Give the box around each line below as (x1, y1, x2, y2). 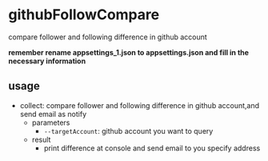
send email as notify (19, 109, 87, 119)
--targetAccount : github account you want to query (43, 126, 214, 135)
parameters (31, 118, 70, 127)
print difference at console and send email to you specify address (43, 143, 261, 153)
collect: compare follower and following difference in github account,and (19, 100, 260, 110)
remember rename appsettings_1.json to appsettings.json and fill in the (8, 47, 250, 57)
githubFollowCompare (8, 6, 160, 24)
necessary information (8, 56, 86, 66)
